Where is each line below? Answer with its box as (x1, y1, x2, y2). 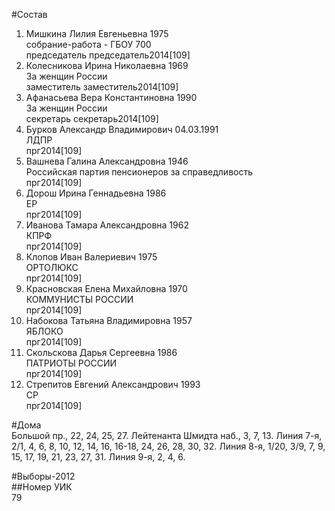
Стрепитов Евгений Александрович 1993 (25, 379, 201, 390)
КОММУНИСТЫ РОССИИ (25, 294, 134, 305)
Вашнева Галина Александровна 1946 (25, 155, 189, 167)
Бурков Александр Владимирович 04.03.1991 (25, 124, 219, 135)
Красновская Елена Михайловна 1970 (25, 283, 188, 294)
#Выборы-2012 (11, 470, 76, 482)
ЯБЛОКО (25, 325, 64, 337)
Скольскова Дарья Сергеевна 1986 (25, 347, 178, 358)
